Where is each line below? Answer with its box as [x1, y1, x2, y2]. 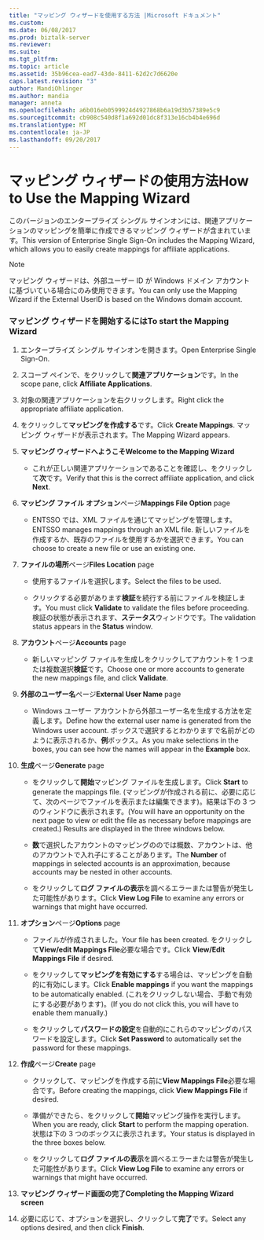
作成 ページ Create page [20, 1058, 97, 1069]
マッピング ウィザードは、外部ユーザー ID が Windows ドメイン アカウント [9, 276, 251, 285]
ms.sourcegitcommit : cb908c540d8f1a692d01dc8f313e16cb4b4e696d [9, 114, 221, 122]
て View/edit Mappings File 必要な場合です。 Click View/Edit [31, 945, 225, 954]
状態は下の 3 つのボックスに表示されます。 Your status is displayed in [31, 1128, 255, 1138]
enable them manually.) [31, 1007, 108, 1018]
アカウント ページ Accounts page [20, 637, 126, 647]
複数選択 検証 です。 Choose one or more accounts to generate [46, 664, 245, 673]
